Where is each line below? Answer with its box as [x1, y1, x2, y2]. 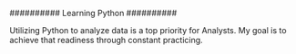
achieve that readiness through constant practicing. [9, 35, 203, 45]
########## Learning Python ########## [9, 8, 178, 18]
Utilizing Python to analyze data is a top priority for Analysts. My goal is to [9, 25, 287, 35]
